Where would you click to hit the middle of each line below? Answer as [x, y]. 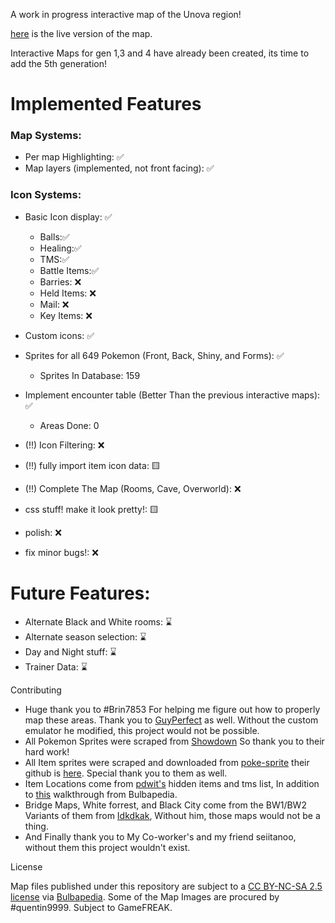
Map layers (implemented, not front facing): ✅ [119, 168]
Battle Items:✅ [69, 270]
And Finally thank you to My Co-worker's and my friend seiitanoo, [160, 836]
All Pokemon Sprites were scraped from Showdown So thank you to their [174, 741]
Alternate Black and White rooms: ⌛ [98, 621]
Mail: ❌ [54, 304]
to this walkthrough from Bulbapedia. [101, 794]
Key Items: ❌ [66, 315]
